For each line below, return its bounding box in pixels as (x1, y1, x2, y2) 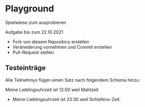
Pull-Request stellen (12, 49, 54, 55)
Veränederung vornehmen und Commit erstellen (12, 44, 112, 50)
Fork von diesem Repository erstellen (12, 38, 89, 45)
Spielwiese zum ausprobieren (5, 19, 66, 25)
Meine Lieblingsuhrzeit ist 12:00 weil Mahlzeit (5, 87, 99, 93)
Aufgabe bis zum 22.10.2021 (5, 29, 63, 35)
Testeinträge (5, 64, 46, 72)
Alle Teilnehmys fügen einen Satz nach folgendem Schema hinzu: (5, 77, 140, 83)
